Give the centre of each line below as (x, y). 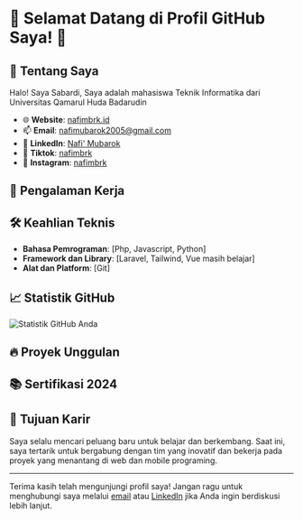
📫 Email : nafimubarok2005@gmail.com (96, 130)
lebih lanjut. (31, 506)
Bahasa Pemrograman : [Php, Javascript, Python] (114, 249)
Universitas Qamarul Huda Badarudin (78, 102)
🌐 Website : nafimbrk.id (66, 120)
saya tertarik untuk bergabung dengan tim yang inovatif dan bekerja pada (146, 450)
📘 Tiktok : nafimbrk (57, 153)
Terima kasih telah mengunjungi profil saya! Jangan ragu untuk (126, 486)
